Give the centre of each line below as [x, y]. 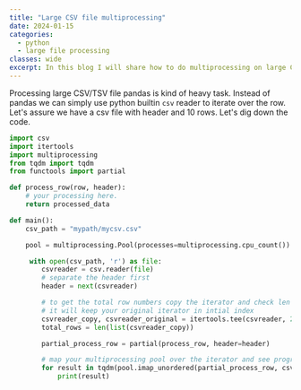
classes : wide [36, 59]
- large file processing [64, 51]
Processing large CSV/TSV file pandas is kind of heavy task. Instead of [140, 93]
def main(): [31, 221]
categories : [31, 34]
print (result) [83, 377]
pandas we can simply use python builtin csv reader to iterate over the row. [148, 102]
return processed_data [68, 204]
